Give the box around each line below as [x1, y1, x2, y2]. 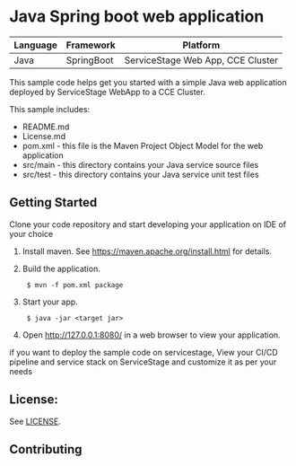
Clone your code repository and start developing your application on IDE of [9, 218, 287, 230]
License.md [22, 130, 65, 141]
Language [13, 39, 58, 51]
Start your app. [22, 296, 78, 307]
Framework [65, 39, 117, 51]
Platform [182, 39, 221, 51]
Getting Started [9, 195, 98, 210]
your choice [9, 228, 54, 239]
